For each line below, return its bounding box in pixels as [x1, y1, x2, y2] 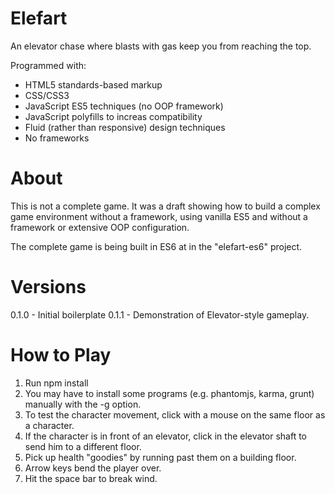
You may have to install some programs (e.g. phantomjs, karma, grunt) [24, 387, 315, 399]
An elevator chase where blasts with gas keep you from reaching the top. [10, 40, 312, 52]
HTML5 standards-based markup [24, 78, 163, 91]
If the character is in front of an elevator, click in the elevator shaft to [24, 430, 308, 442]
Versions [10, 276, 87, 299]
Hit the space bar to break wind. [24, 472, 158, 484]
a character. [24, 419, 75, 431]
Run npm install [24, 377, 89, 389]
